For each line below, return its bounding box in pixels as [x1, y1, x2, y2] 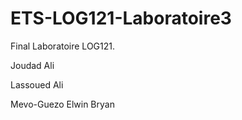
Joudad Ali [10, 59, 55, 71]
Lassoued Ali [10, 78, 64, 91]
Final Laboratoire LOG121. [10, 40, 115, 52]
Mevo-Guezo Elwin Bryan [10, 98, 115, 110]
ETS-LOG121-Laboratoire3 [10, 7, 232, 30]
